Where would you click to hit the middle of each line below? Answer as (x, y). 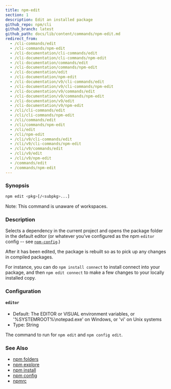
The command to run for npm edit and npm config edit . (64, 335)
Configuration (23, 291)
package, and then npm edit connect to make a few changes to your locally (85, 272)
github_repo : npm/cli (28, 24)
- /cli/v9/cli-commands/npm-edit (46, 144)
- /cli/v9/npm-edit (31, 158)
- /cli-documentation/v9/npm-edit (47, 106)
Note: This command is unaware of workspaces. (56, 206)
